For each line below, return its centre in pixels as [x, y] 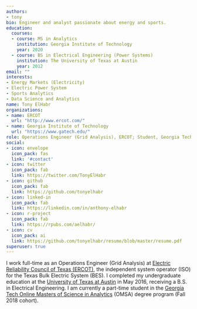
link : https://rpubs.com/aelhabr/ [53, 224]
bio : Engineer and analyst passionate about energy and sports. [86, 22]
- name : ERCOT [23, 115]
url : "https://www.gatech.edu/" [51, 132]
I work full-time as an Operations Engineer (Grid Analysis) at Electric [89, 263]
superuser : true [26, 246]
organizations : [25, 110]
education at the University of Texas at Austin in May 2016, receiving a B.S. [97, 282]
